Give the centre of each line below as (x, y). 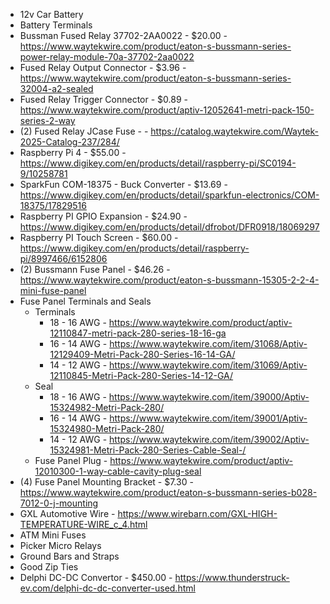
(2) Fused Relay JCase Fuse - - (84, 131)
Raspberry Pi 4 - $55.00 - (73, 152)
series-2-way (47, 120)
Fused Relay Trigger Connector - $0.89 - (103, 99)
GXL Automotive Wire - (67, 513)
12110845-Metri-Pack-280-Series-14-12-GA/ (141, 375)
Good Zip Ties (49, 567)
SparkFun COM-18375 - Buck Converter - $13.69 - (123, 184)
